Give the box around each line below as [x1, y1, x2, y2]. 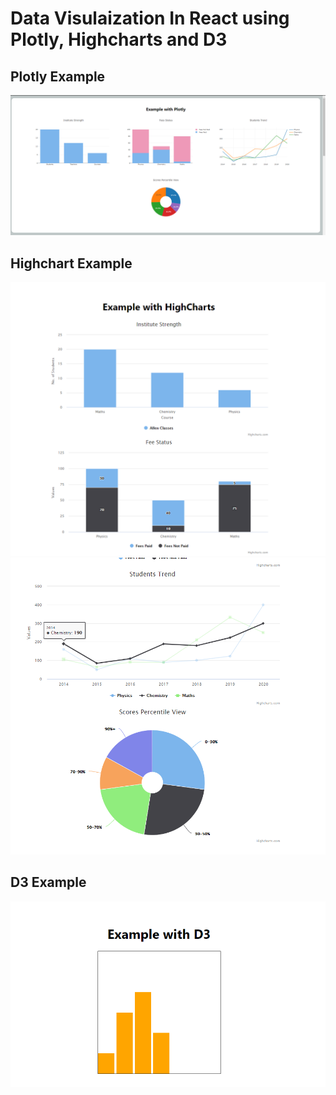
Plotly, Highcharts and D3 [10, 28, 228, 51]
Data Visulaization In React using [10, 7, 290, 30]
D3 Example [10, 874, 87, 891]
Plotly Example [10, 68, 106, 85]
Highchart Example [10, 255, 133, 272]
